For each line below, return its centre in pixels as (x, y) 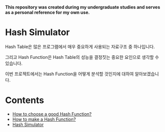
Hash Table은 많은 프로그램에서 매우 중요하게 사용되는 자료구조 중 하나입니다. (80, 46)
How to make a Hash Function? (44, 119)
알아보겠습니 (147, 74)
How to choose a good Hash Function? (52, 114)
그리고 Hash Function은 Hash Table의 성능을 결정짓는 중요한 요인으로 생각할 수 (82, 57)
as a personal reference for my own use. (48, 12)
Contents (25, 100)
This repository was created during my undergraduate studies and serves (83, 7)
